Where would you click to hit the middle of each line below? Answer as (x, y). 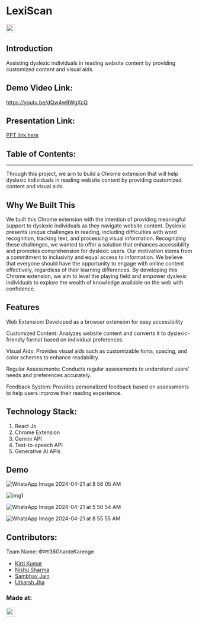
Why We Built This (41, 205)
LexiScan (29, 11)
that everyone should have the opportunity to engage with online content (95, 263)
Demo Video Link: (39, 88)
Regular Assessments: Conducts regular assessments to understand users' (98, 369)
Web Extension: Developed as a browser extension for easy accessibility (95, 321)
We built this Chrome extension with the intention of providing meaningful (96, 219)
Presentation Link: (41, 121)
